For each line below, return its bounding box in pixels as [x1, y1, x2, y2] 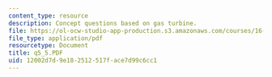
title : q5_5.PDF [8, 49, 63, 57]
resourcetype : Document [8, 42, 89, 50]
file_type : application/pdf [8, 34, 104, 43]
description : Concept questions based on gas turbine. [8, 19, 198, 27]
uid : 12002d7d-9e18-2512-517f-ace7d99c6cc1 [8, 57, 158, 65]
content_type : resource [8, 11, 89, 20]
